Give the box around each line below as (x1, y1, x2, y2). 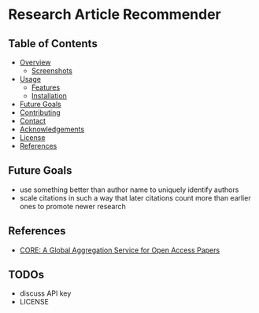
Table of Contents (8, 37, 98, 50)
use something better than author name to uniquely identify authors (19, 185, 239, 194)
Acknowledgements (19, 124, 85, 134)
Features (31, 83, 61, 92)
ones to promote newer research (19, 201, 126, 211)
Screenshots (31, 66, 73, 75)
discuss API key (19, 289, 72, 298)
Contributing (19, 108, 61, 117)
